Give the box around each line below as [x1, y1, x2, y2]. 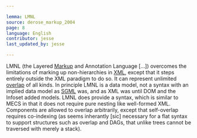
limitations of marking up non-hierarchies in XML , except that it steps [6, 69, 175, 75]
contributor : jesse [6, 36, 54, 42]
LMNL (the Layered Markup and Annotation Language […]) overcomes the [6, 63, 187, 70]
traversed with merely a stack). [6, 125, 82, 132]
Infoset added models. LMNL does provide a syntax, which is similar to [6, 94, 179, 101]
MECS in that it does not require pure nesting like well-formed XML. [6, 100, 171, 107]
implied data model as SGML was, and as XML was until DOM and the [6, 88, 176, 94]
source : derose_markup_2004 [6, 19, 76, 25]
